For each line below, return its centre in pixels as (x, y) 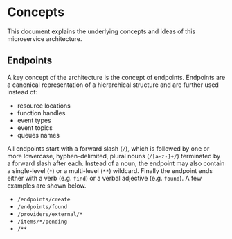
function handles (41, 113)
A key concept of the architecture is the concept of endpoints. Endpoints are (116, 77)
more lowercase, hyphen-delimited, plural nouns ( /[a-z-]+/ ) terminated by (114, 156)
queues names (38, 135)
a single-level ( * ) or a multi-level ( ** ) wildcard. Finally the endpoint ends (110, 170)
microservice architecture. (45, 38)
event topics (35, 127)
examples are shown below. (47, 186)
